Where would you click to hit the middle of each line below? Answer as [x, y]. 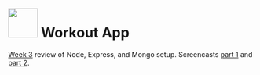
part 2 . [19, 62]
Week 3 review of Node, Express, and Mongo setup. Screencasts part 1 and [130, 54]
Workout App [85, 33]
